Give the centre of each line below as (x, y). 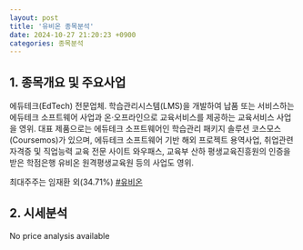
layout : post (34, 18)
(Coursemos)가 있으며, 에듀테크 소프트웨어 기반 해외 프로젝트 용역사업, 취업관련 (151, 140)
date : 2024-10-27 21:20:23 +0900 (73, 35)
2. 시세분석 (39, 213)
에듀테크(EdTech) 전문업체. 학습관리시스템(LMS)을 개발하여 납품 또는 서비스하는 (152, 106)
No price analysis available (60, 235)
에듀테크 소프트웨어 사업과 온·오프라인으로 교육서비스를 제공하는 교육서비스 (142, 117)
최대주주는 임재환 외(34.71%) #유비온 (76, 182)
